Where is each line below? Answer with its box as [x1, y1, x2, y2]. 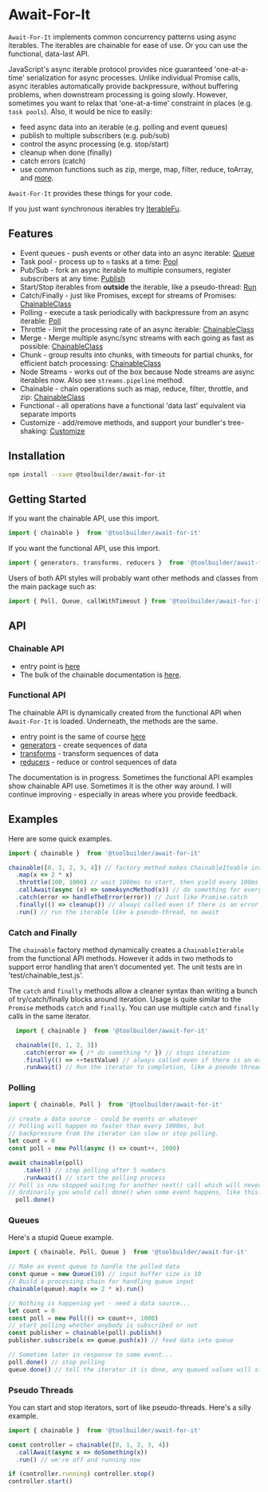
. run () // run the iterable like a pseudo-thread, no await [15, 907, 219, 916]
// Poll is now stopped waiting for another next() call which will [8, 1181, 241, 1189]
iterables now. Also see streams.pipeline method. [19, 375, 185, 384]
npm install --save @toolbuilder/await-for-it [8, 470, 166, 478]
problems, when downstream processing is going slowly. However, [8, 89, 228, 99]
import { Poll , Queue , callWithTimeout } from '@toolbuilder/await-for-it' [8, 597, 266, 605]
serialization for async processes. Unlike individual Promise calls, [26, 73, 241, 82]
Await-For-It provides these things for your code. [8, 188, 173, 198]
